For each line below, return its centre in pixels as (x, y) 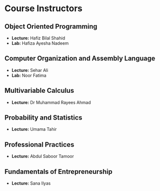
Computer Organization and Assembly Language (80, 59)
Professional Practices (40, 145)
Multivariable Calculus (39, 91)
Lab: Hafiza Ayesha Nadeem (40, 43)
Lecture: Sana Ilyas (31, 183)
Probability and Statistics (44, 118)
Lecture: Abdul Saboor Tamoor (43, 156)
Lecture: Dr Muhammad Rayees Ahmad (51, 102)
